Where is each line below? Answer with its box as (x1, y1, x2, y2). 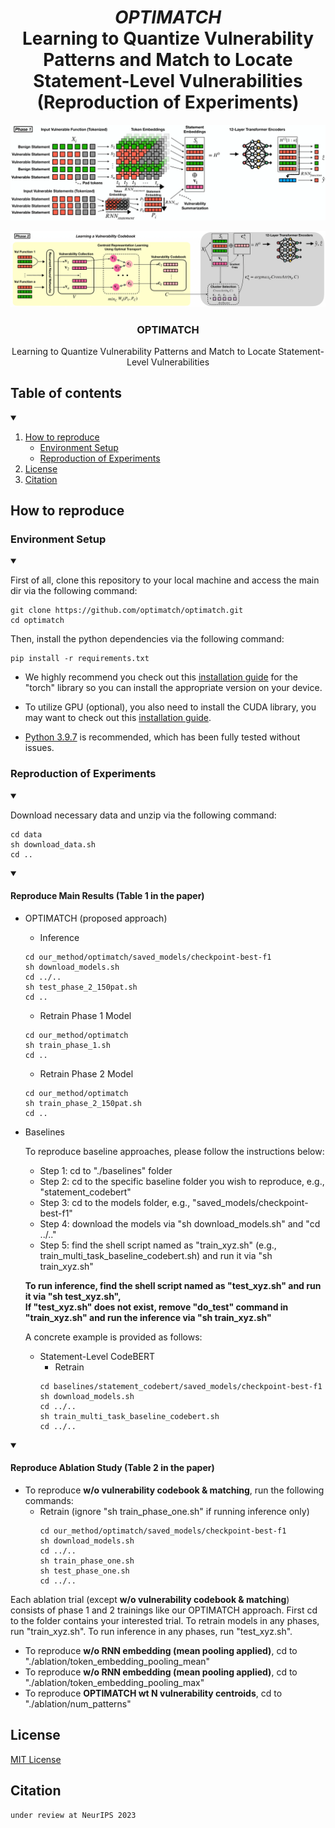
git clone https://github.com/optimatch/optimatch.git (10, 606, 244, 616)
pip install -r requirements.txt (10, 654, 150, 664)
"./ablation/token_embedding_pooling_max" (24, 1677, 205, 1689)
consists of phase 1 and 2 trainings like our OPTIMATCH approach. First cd (10, 1604, 318, 1616)
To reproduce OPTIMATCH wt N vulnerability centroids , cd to (24, 1687, 283, 1700)
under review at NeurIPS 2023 (10, 1810, 137, 1820)
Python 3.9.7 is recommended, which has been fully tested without (24, 731, 301, 743)
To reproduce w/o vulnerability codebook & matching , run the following (24, 1484, 325, 1496)
